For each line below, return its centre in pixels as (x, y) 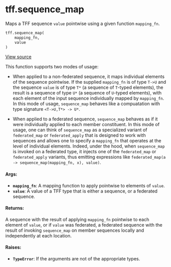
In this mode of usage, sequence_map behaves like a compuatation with (86, 104)
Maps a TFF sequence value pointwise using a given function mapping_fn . (82, 23)
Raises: (13, 247)
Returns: (15, 208)
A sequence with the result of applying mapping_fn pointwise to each (77, 219)
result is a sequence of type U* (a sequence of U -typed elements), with (87, 93)
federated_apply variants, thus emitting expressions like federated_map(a (89, 157)
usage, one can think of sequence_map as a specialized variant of (80, 130)
